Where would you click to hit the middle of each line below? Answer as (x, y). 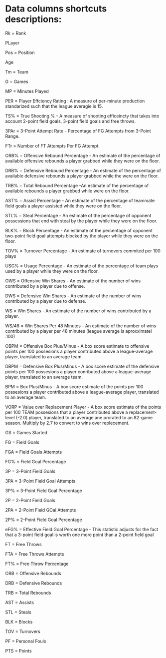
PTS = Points (18, 651)
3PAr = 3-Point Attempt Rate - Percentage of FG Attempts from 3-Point (78, 131)
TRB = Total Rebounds (28, 593)
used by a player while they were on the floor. (52, 271)
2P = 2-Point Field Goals (30, 500)
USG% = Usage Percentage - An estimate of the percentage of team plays (82, 266)
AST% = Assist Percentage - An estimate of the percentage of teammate (80, 200)
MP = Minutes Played (27, 91)
